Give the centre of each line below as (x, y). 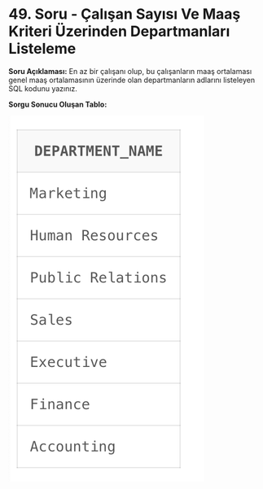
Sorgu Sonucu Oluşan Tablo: (58, 104)
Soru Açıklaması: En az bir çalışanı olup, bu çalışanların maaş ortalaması (130, 71)
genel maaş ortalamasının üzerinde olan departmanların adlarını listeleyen (132, 80)
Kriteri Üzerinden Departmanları (119, 31)
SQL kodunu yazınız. (43, 88)
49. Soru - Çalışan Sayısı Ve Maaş (125, 14)
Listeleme (42, 49)
